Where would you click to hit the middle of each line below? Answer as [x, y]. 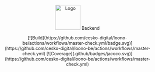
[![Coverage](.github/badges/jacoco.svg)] [89, 54]
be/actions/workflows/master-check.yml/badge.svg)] [77, 43]
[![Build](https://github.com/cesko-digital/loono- [77, 38]
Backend [91, 28]
